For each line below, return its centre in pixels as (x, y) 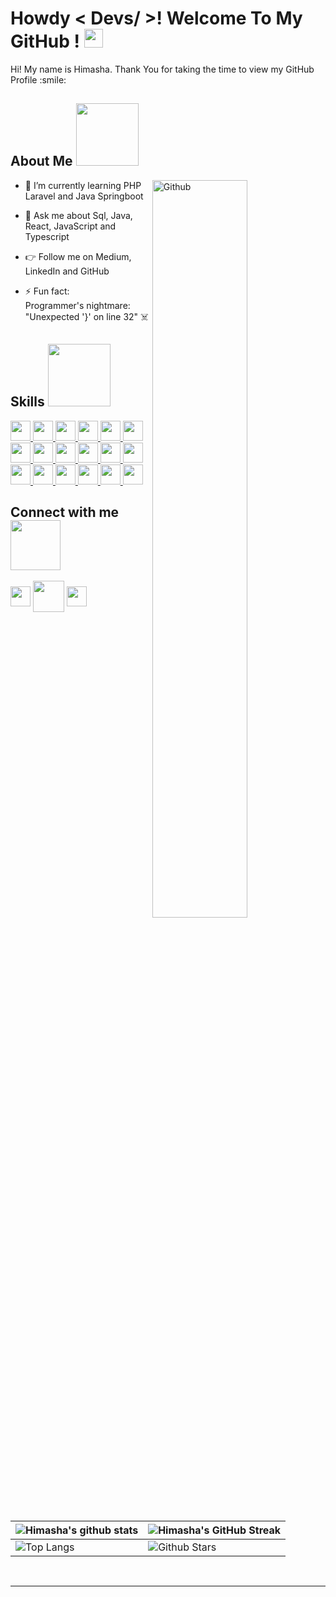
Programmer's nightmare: (77, 305)
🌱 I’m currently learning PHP (83, 185)
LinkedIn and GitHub (67, 271)
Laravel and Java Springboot (84, 196)
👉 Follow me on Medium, (78, 256)
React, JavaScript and (70, 226)
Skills (27, 402)
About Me (41, 161)
